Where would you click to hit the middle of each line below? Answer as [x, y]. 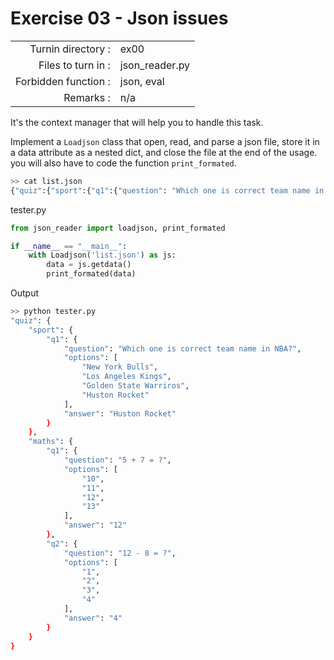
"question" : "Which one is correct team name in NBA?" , [182, 348]
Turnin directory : [70, 49]
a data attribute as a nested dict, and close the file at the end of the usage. [164, 152]
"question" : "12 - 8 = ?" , [120, 553]
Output [24, 293]
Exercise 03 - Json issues [119, 18]
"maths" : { [51, 442]
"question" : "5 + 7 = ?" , [117, 460]
